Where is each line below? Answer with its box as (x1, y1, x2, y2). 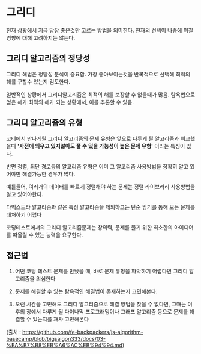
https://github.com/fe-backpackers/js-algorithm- (22, 329, 143, 336)
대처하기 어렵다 (6, 211, 42, 218)
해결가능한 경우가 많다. (22, 170, 76, 178)
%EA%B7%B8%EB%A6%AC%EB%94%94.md (6, 341, 123, 349)
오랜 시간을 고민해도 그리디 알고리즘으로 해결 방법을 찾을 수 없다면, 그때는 (14, 300, 187, 308)
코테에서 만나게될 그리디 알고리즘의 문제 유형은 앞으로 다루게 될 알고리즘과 (6, 135, 179, 142)
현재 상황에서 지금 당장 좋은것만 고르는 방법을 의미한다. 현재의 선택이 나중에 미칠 (6, 26, 194, 34)
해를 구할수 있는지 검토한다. (6, 78, 71, 85)
